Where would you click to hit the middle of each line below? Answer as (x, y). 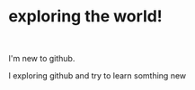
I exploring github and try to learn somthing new (97, 75)
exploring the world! (85, 16)
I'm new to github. (42, 58)
